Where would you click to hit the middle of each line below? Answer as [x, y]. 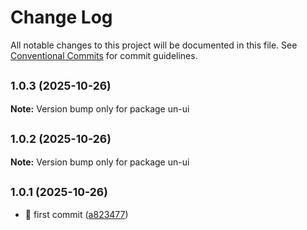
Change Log [61, 17]
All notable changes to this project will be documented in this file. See [154, 45]
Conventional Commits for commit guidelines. [104, 55]
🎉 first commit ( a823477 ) [76, 215]
